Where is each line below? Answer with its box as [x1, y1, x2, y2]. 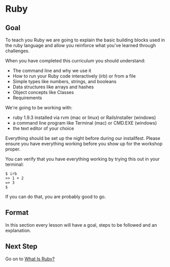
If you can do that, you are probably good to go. [5, 193, 106, 200]
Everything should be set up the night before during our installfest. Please [5, 135, 161, 141]
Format [5, 208, 29, 217]
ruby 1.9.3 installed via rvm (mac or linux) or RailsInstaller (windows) [12, 114, 156, 120]
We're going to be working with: [5, 105, 72, 110]
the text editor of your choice [12, 126, 74, 131]
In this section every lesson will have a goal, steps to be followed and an [5, 222, 157, 228]
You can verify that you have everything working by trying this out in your [5, 156, 160, 162]
